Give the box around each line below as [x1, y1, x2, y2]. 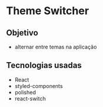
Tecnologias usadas [6, 60, 82, 70]
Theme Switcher [6, 4, 89, 18]
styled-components [14, 82, 63, 89]
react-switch [14, 95, 46, 102]
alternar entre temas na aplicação [14, 43, 97, 50]
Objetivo [6, 28, 38, 38]
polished [14, 89, 36, 96]
